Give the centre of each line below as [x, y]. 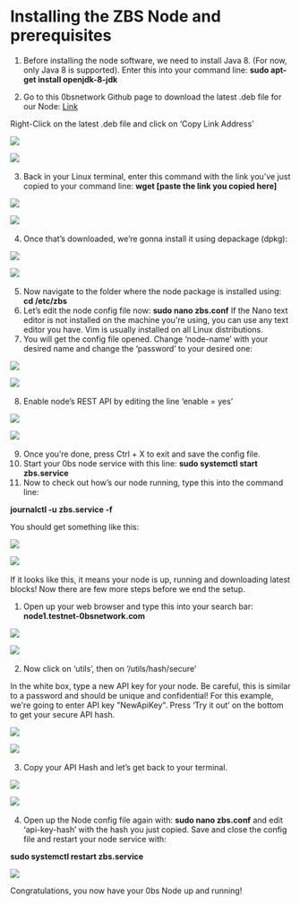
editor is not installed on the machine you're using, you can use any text [156, 319]
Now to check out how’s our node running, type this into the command [153, 483]
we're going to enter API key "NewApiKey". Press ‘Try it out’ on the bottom [147, 705]
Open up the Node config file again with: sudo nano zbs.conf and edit [153, 820]
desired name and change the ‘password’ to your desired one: [138, 348]
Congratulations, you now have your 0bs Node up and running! [126, 891]
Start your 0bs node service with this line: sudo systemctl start [140, 463]
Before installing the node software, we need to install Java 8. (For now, [155, 60]
